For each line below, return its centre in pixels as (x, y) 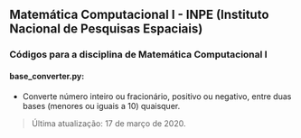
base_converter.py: (47, 76)
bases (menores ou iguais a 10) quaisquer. (101, 106)
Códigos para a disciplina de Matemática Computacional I (139, 55)
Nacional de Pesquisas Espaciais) (106, 29)
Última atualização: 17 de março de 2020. (108, 123)
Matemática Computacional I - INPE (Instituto (139, 15)
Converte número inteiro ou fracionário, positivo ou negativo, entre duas (157, 96)
